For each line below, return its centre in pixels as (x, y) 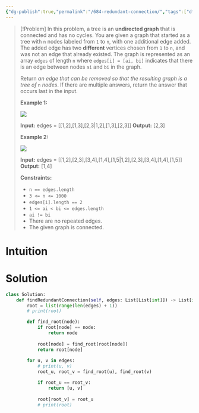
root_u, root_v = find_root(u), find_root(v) (94, 372)
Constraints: (36, 177)
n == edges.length (52, 189)
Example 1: (34, 103)
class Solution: (26, 294)
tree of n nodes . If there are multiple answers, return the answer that (104, 85)
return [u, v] (65, 388)
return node (63, 333)
